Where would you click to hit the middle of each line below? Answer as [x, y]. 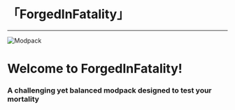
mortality [23, 100]
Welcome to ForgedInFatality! [95, 69]
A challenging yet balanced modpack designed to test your [109, 91]
